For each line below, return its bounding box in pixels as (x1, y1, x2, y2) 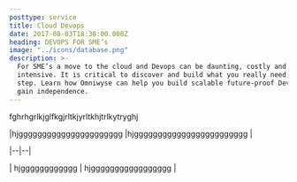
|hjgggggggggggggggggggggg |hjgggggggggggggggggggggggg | (9, 128, 254, 139)
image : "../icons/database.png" (9, 46, 128, 55)
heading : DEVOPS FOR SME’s (9, 37, 109, 47)
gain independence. (17, 87, 89, 95)
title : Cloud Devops (9, 21, 86, 30)
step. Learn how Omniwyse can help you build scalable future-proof (17, 79, 275, 87)
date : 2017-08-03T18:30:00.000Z (9, 29, 128, 38)
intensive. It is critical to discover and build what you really (17, 71, 267, 80)
